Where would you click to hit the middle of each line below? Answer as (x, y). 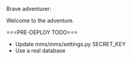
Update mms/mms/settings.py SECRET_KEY (70, 44)
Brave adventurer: (29, 9)
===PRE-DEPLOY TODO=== (42, 32)
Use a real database (40, 50)
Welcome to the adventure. (40, 20)
